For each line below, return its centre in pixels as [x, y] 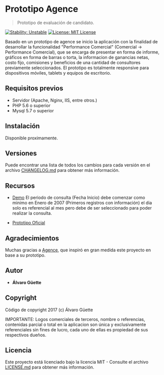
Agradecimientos [32, 238]
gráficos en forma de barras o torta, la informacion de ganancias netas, [77, 57]
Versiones [21, 153]
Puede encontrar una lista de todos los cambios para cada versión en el [78, 165]
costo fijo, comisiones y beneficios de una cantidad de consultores [73, 62]
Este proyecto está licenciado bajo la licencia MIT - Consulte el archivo [77, 362]
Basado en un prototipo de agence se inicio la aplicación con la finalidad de [82, 41]
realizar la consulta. [32, 213]
